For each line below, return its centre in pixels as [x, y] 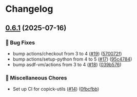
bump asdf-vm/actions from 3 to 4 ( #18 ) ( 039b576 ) [67, 64]
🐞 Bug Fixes [20, 43]
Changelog [29, 9]
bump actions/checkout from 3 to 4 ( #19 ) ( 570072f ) [67, 53]
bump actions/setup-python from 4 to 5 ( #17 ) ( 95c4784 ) [72, 59]
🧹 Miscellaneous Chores [36, 77]
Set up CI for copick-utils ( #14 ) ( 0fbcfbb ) [56, 89]
